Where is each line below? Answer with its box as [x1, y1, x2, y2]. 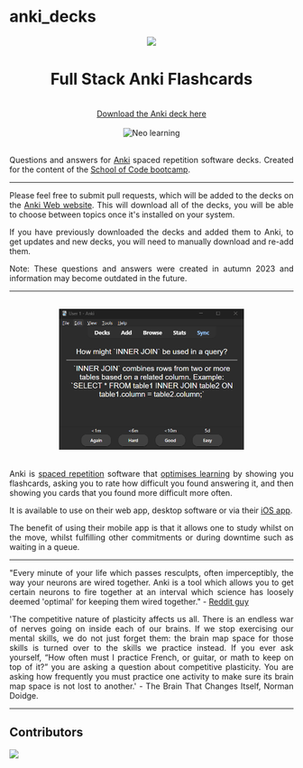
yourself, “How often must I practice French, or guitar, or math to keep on [9, 652, 294, 663]
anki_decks [9, 6, 96, 27]
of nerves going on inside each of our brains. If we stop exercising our [9, 623, 294, 634]
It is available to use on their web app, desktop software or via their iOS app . [9, 505, 293, 516]
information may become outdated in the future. [9, 272, 188, 283]
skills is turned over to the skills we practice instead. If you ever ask [9, 642, 294, 653]
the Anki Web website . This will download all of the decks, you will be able [9, 199, 294, 210]
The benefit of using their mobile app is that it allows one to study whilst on [9, 522, 294, 533]
